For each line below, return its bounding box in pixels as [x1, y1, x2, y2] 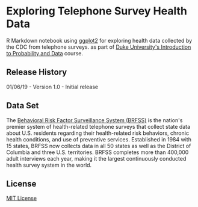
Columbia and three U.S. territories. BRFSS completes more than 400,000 [6, 149, 189, 156]
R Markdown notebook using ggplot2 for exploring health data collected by [6, 37, 193, 44]
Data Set [6, 100, 39, 111]
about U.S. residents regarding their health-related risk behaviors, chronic [6, 129, 190, 137]
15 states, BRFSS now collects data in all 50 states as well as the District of [6, 142, 191, 149]
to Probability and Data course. [6, 49, 83, 57]
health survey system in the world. [6, 161, 92, 168]
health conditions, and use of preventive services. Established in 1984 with [6, 135, 191, 143]
